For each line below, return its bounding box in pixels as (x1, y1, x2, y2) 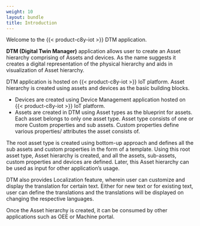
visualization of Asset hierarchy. (6, 67, 85, 74)
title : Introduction (6, 20, 58, 26)
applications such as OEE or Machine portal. (6, 213, 115, 221)
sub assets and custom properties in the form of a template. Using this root (6, 145, 190, 153)
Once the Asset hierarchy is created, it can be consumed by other (6, 207, 168, 214)
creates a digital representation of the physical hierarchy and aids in (6, 60, 173, 67)
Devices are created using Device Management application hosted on (14, 96, 186, 103)
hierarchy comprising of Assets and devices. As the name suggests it (6, 54, 176, 61)
